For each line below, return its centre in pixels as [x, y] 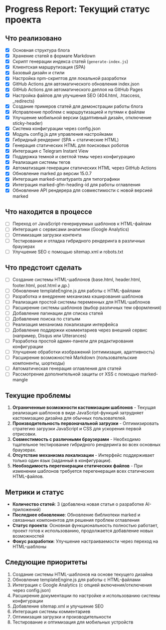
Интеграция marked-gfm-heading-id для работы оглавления [76, 185]
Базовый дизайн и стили [38, 73]
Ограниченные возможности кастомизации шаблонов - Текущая [84, 407]
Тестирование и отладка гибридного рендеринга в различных [79, 241]
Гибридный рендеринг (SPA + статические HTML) [66, 140]
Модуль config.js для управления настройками [63, 134]
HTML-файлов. [28, 476]
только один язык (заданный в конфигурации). [62, 461]
